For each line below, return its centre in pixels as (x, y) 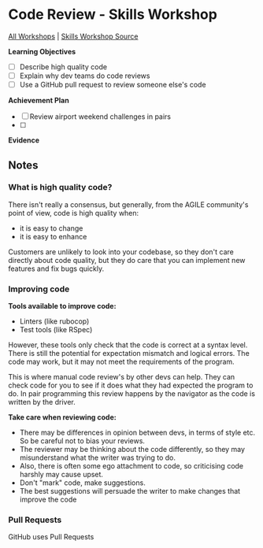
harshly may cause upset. (61, 475)
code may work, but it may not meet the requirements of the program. (121, 362)
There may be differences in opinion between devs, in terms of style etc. (137, 433)
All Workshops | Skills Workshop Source (73, 36)
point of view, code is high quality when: (74, 213)
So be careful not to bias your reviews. (82, 441)
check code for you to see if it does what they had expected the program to (131, 385)
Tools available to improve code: (62, 306)
